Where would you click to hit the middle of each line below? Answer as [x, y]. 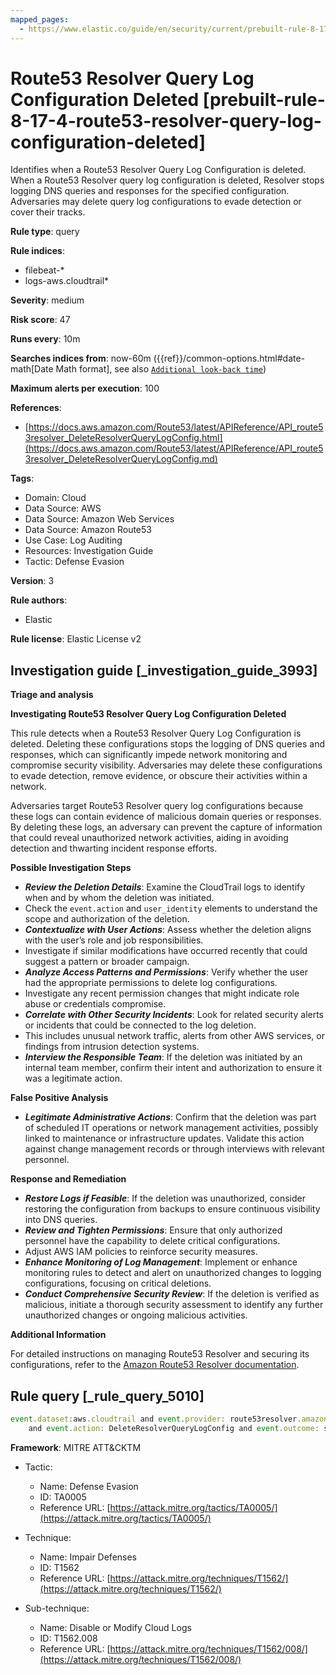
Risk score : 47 [40, 320]
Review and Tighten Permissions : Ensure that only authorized [153, 1230]
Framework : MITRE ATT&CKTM [76, 1447]
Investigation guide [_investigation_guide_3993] [164, 670]
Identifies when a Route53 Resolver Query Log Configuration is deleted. [158, 170]
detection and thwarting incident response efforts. [114, 848]
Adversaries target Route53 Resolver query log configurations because [157, 806]
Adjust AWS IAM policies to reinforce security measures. [141, 1252]
